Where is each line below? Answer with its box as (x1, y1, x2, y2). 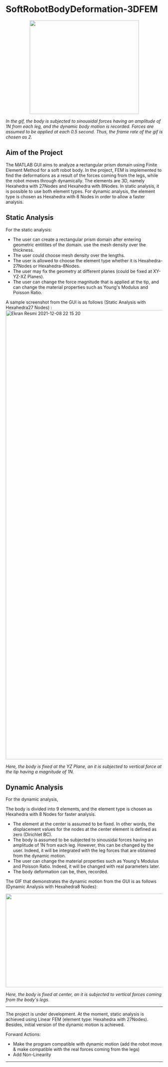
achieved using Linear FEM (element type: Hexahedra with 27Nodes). (5, 1017, 149, 1023)
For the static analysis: (5, 226, 52, 233)
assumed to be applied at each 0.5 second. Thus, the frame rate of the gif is (5, 128, 163, 134)
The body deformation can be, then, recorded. (12, 869, 109, 875)
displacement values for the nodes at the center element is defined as (12, 826, 157, 832)
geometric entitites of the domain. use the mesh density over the (12, 241, 146, 248)
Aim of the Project (5, 148, 63, 157)
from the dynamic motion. (12, 853, 66, 859)
